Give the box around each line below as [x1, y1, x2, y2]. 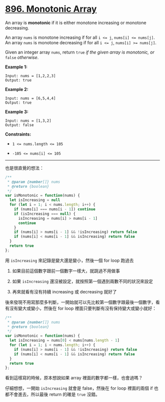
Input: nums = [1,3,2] [5, 118, 52, 123]
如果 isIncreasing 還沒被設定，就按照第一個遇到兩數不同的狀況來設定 [12, 278, 153, 284]
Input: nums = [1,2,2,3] [5, 73, 56, 78]
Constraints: [5, 131, 31, 137]
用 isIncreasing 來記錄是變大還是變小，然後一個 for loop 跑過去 [5, 257, 134, 263]
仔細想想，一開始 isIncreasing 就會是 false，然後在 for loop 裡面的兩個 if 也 [5, 385, 159, 391]
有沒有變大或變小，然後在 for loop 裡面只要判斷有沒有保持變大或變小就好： [5, 305, 157, 311]
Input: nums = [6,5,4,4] [5, 96, 56, 101]
